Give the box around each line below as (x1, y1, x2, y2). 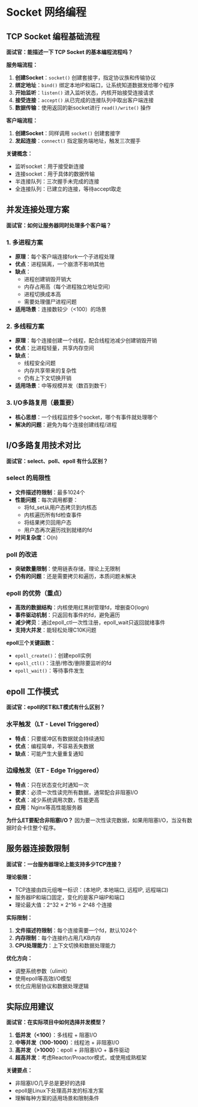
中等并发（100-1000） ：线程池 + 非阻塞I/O (14, 1039, 120, 1046)
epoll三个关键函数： (6, 639, 56, 647)
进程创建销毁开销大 (23, 276, 72, 283)
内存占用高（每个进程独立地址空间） (23, 283, 114, 291)
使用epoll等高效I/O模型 (14, 975, 72, 982)
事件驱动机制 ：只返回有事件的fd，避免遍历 (14, 611, 121, 618)
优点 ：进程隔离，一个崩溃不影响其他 (14, 261, 105, 268)
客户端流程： (6, 117, 38, 124)
